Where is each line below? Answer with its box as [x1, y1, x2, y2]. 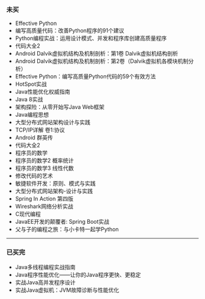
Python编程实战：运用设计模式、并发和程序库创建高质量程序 [15, 35, 167, 42]
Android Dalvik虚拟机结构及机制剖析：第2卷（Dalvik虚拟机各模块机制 [15, 57, 189, 65]
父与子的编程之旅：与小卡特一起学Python [15, 226, 119, 233]
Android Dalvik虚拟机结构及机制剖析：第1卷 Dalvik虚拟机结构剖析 [15, 50, 178, 57]
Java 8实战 [15, 96, 43, 103]
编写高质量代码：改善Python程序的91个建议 [15, 27, 124, 34]
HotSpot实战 [15, 81, 47, 88]
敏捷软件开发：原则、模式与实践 [15, 180, 96, 187]
